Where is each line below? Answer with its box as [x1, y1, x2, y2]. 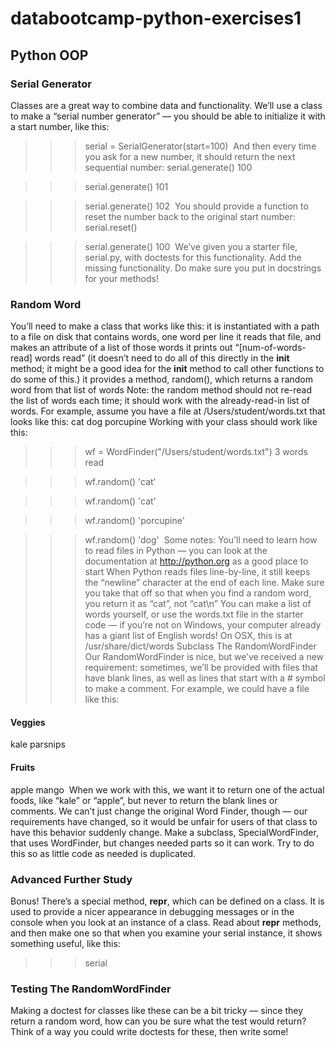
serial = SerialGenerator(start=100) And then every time [84, 140, 317, 152]
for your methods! [84, 272, 159, 284]
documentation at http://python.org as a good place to [84, 555, 309, 567]
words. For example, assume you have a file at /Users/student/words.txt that [10, 405, 326, 417]
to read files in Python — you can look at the [84, 545, 268, 557]
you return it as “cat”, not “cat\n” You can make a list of [84, 598, 312, 610]
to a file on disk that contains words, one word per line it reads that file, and [10, 331, 322, 343]
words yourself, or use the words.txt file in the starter [84, 608, 304, 621]
